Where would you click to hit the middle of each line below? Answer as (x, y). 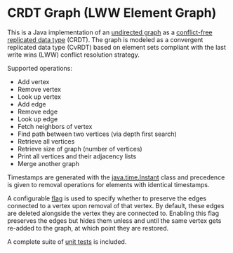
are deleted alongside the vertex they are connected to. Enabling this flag (113, 213)
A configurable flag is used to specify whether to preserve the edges (107, 198)
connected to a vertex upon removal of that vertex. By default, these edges (116, 205)
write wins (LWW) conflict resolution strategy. (74, 55)
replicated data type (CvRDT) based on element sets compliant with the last (116, 47)
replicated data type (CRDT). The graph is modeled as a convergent (105, 39)
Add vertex (33, 81)
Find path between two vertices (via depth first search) (97, 134)
